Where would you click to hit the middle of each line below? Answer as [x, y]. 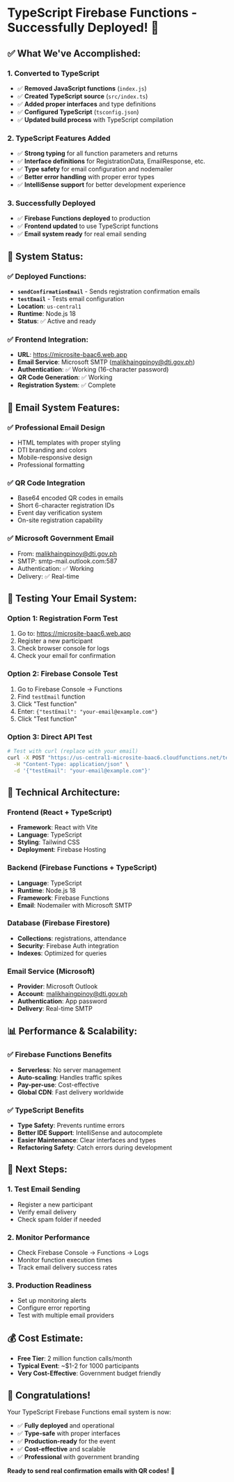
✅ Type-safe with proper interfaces [69, 1433]
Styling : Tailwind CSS [48, 842]
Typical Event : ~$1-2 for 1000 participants [78, 1366]
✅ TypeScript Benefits [46, 1110]
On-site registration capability [60, 520]
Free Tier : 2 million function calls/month [75, 1359]
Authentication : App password [62, 1001]
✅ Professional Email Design [56, 427]
